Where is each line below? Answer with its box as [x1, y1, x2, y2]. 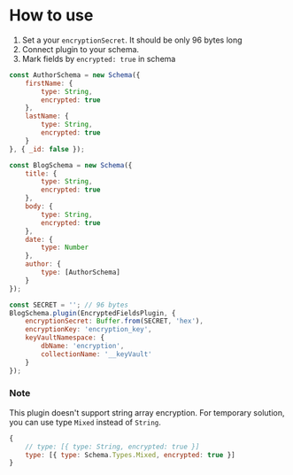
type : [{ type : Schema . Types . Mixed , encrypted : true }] [25, 450, 236, 459]
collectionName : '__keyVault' [41, 349, 152, 359]
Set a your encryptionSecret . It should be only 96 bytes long [21, 35, 243, 45]
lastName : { [25, 112, 69, 121]
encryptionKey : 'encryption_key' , [25, 325, 152, 334]
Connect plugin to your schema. [21, 43, 140, 54]
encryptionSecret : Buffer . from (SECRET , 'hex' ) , [25, 316, 204, 326]
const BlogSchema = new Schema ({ [9, 160, 133, 169]
